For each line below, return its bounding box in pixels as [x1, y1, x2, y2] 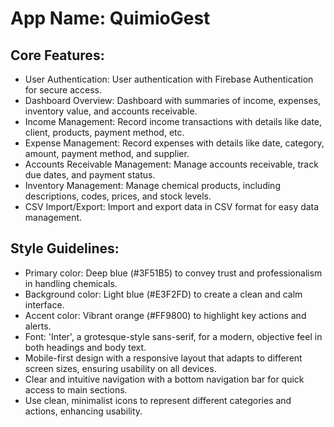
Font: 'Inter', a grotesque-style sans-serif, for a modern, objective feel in [24, 330, 323, 342]
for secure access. [24, 84, 102, 96]
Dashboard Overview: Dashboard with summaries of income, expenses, [24, 95, 322, 106]
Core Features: [10, 47, 105, 64]
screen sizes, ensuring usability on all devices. [24, 362, 217, 374]
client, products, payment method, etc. [24, 127, 185, 138]
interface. [24, 298, 65, 311]
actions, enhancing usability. [24, 405, 143, 417]
